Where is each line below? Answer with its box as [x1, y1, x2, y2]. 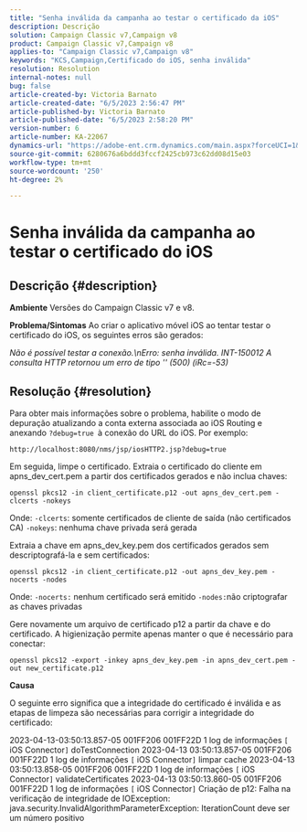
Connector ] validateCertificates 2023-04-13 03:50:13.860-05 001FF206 [9, 773, 282, 784]
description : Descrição [9, 22, 101, 31]
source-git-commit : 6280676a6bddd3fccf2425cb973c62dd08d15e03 [9, 149, 251, 158]
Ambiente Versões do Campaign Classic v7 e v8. [9, 303, 195, 314]
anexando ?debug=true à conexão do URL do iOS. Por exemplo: [9, 427, 249, 439]
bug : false [9, 81, 51, 91]
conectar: [9, 638, 46, 649]
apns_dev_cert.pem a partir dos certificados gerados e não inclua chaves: [9, 471, 288, 482]
